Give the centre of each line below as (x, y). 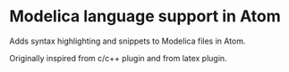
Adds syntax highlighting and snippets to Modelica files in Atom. (127, 41)
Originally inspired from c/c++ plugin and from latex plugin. (118, 58)
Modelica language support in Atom (145, 16)
